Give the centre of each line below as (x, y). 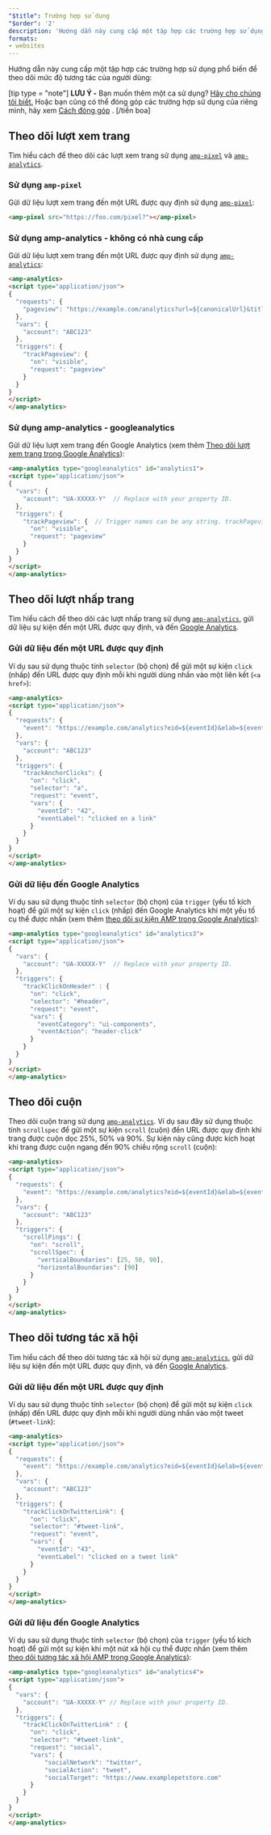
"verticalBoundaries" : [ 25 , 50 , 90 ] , (100, 1260)
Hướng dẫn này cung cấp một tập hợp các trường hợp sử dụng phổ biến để (133, 69)
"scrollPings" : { (52, 1237)
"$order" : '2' (32, 23)
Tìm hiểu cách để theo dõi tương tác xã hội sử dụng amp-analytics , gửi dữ (131, 1357)
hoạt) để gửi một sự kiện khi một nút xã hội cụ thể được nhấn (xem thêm (128, 1649)
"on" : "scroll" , (57, 1245)
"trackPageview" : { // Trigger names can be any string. (122, 521)
